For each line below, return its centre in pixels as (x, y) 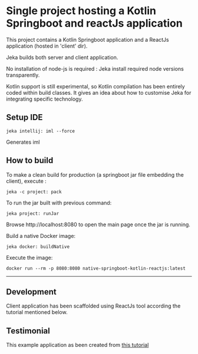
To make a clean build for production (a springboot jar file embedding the (95, 174)
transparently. (23, 75)
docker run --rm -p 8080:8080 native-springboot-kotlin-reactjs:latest (96, 268)
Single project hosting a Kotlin (81, 11)
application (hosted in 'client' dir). (47, 46)
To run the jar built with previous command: (59, 203)
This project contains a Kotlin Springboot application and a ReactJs (88, 39)
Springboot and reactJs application (94, 23)
